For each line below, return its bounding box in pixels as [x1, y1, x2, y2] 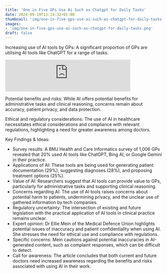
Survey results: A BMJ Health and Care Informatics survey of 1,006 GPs [12, 146, 160, 152]
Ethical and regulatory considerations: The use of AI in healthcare [5, 116, 140, 122]
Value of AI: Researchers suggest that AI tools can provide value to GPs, [12, 178, 161, 184]
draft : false [5, 31, 32, 36]
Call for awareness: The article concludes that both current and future [12, 252, 157, 258]
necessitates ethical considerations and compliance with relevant [5, 121, 140, 127]
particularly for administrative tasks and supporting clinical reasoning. [12, 183, 156, 189]
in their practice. [12, 157, 46, 163]
